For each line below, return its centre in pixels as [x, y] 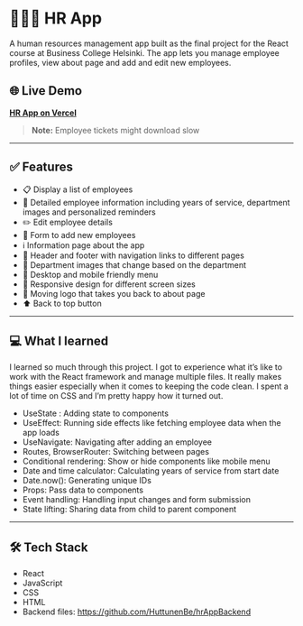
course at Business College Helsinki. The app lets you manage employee [144, 52]
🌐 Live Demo [46, 91]
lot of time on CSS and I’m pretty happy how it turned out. [116, 396]
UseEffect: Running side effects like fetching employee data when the [151, 423]
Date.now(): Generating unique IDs [87, 481]
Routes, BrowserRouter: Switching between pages [116, 452]
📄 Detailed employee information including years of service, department [156, 202]
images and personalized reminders [89, 212]
